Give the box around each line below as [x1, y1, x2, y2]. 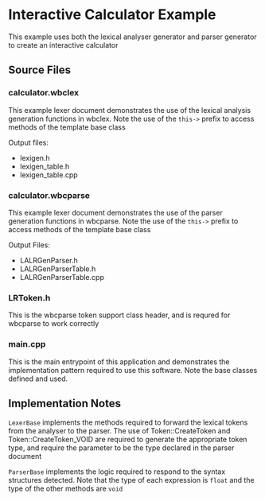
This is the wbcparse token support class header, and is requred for [8, 310, 231, 320]
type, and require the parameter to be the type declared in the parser [8, 443, 235, 452]
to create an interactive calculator [8, 40, 119, 49]
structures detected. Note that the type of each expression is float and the [8, 476, 255, 485]
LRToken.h [8, 292, 51, 303]
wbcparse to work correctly [8, 319, 99, 328]
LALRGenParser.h [19, 255, 78, 265]
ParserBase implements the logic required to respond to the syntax [8, 467, 226, 476]
